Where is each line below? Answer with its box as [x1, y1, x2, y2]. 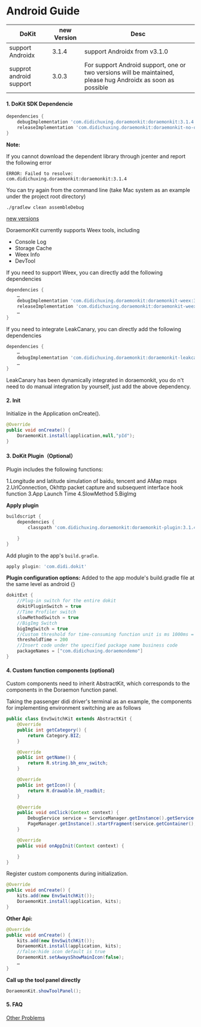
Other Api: [6, 915, 33, 922]
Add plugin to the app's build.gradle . [6, 552, 99, 559]
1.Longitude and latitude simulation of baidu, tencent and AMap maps [6, 478, 177, 485]
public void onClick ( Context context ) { [17, 810, 119, 816]
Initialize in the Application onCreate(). [6, 410, 100, 418]
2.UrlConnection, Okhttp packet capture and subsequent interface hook [6, 484, 184, 491]
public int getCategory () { [17, 727, 87, 733]
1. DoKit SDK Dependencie [6, 100, 73, 107]
